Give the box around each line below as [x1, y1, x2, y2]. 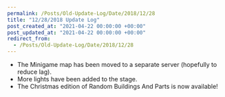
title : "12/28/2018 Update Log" [7, 16, 100, 23]
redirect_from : [7, 36, 51, 42]
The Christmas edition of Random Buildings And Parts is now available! [17, 83, 218, 90]
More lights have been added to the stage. [17, 75, 138, 83]
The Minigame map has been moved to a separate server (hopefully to [17, 61, 217, 68]
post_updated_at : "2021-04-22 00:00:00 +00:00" [7, 29, 147, 36]
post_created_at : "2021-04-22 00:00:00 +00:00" [7, 23, 147, 29]
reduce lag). [17, 68, 52, 76]
